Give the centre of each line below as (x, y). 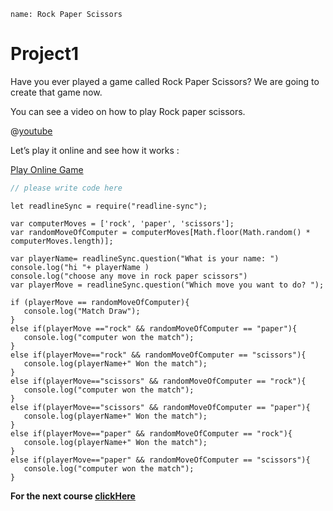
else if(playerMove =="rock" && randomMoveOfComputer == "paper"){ (154, 328)
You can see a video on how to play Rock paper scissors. (128, 111)
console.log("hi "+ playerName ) (80, 267)
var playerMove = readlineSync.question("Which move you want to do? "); (167, 285)
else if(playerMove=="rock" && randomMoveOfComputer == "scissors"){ (158, 355)
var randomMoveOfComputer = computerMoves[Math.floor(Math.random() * (160, 232)
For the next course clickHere (73, 496)
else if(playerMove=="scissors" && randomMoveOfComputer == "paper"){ (160, 407)
